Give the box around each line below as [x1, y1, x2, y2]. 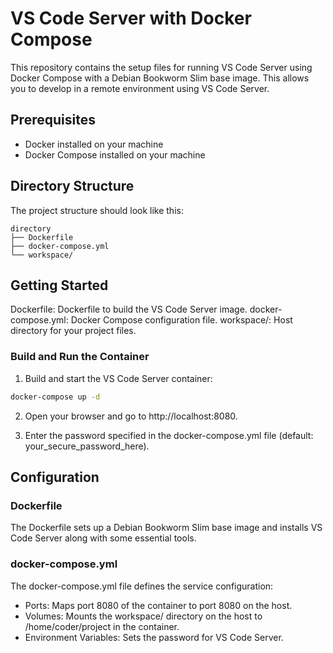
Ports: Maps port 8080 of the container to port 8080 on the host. [24, 599, 293, 611]
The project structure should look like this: [10, 204, 184, 216]
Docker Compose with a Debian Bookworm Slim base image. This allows [10, 72, 310, 84]
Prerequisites [10, 112, 96, 129]
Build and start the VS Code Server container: [24, 372, 213, 384]
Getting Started [10, 277, 109, 294]
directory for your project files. [10, 325, 137, 337]
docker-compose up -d [10, 392, 101, 402]
